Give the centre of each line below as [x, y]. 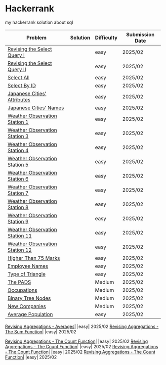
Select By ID [22, 86]
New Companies [27, 306]
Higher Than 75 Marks [34, 258]
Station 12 [20, 250]
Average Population [30, 314]
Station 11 [20, 235]
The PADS [19, 282]
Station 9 [18, 222]
